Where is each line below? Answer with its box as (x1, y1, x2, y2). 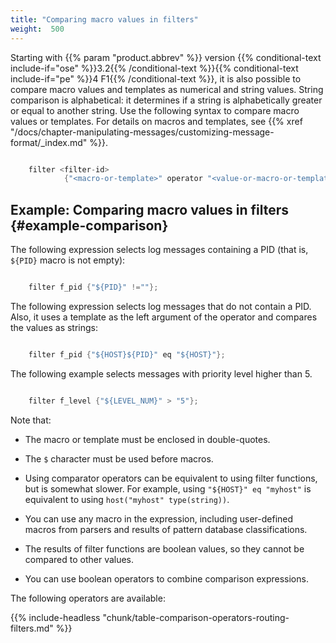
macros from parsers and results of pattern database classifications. (24, 523, 308, 535)
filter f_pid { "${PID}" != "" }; (28, 282, 159, 293)
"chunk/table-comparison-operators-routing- (102, 611, 290, 623)
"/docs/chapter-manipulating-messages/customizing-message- (10, 126, 275, 138)
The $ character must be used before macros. (24, 452, 214, 465)
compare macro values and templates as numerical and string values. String (10, 83, 324, 95)
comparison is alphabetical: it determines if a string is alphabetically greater (10, 94, 323, 106)
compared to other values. (24, 553, 135, 565)
